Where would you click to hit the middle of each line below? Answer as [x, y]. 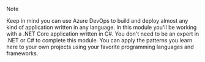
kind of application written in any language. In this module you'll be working [102, 27]
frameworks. [22, 53]
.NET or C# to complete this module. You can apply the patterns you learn [99, 40]
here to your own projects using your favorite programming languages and [100, 47]
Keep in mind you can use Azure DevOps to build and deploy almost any [97, 21]
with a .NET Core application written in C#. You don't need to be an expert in [103, 34]
